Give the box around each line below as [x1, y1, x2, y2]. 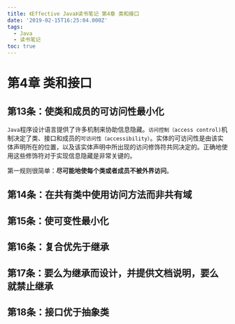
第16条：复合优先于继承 [7, 241, 110, 253]
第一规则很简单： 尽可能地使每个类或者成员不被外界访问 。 [7, 166, 173, 175]
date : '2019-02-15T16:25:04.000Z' [7, 17, 108, 24]
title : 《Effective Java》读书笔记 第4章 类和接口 [7, 10, 140, 18]
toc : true [7, 43, 36, 50]
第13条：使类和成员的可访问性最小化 [7, 105, 164, 117]
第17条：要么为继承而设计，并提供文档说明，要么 [7, 267, 219, 279]
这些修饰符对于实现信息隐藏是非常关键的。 [13, 151, 136, 160]
